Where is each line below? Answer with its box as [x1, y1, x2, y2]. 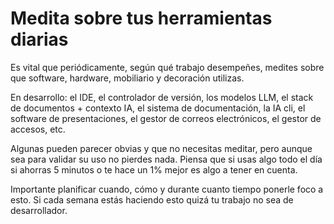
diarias [10, 28, 69, 51]
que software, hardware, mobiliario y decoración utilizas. [10, 72, 245, 84]
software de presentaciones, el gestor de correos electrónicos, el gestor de [10, 112, 322, 124]
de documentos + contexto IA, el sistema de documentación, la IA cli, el [10, 102, 306, 114]
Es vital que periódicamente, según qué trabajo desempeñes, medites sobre [10, 61, 325, 73]
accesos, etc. [10, 123, 66, 135]
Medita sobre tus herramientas [10, 7, 273, 30]
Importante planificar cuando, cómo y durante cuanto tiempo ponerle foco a [10, 183, 324, 195]
